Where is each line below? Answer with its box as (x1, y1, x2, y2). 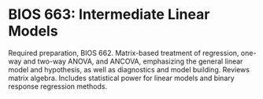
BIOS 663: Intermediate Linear (8, 5, 210, 24)
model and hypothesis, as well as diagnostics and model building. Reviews (8, 64, 250, 74)
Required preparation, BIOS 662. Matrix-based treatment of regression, (8, 48, 239, 57)
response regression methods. (8, 81, 108, 91)
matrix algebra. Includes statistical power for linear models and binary (8, 73, 235, 82)
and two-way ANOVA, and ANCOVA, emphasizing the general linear (23, 57, 243, 66)
